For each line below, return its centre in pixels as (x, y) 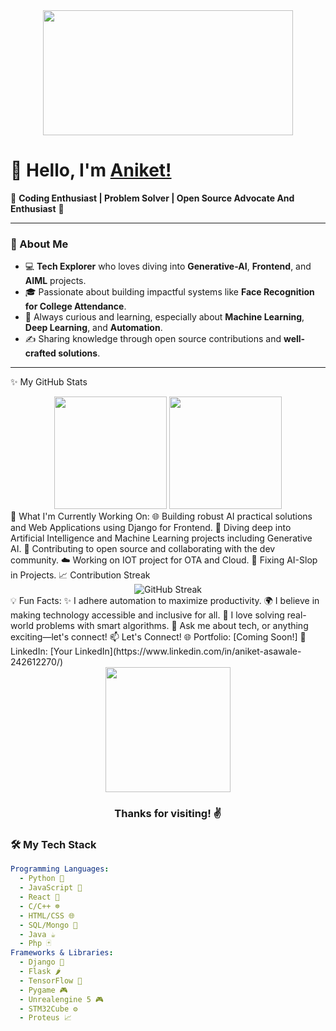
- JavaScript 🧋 (51, 888)
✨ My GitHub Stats (49, 382)
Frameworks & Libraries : (62, 953)
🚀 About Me (39, 244)
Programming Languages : (60, 869)
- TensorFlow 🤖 (51, 980)
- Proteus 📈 (45, 1018)
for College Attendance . (75, 306)
